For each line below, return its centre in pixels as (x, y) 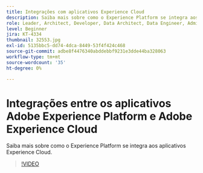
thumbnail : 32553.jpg (34, 40)
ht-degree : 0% (24, 68)
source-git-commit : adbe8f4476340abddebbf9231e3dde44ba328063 (86, 51)
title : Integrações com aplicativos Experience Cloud (76, 12)
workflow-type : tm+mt (34, 57)
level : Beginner (27, 29)
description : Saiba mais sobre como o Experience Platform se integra (97, 18)
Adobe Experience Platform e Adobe (99, 116)
